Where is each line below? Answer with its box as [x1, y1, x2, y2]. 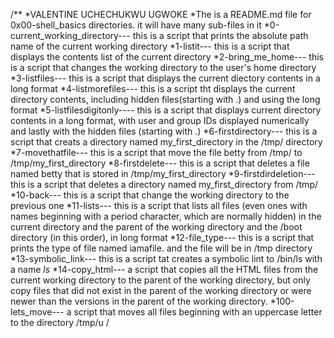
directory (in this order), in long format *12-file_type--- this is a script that [10, 232, 315, 243]
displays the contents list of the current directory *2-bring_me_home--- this [10, 51, 325, 63]
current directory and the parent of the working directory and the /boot [10, 221, 303, 233]
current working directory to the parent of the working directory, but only [10, 274, 311, 286]
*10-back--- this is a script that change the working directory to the [10, 189, 290, 201]
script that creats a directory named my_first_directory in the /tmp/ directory [10, 136, 323, 148]
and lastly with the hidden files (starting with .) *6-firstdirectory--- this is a [10, 125, 318, 137]
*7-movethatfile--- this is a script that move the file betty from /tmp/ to [10, 147, 303, 158]
